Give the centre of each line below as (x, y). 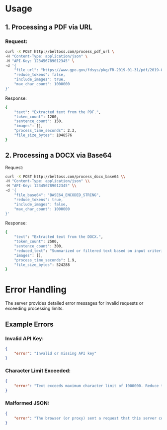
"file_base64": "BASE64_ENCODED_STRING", (57, 195)
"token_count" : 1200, (36, 117)
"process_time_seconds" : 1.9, (45, 260)
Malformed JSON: (27, 403)
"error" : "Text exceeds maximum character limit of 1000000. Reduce (86, 386)
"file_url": (26, 70)
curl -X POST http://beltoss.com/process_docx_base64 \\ (65, 177)
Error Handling (36, 289)
